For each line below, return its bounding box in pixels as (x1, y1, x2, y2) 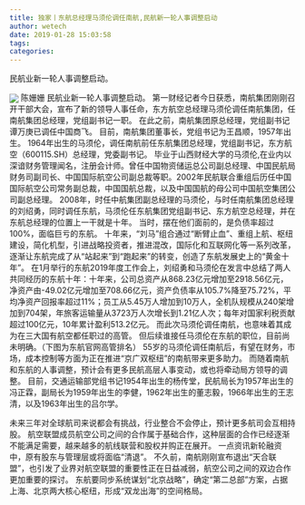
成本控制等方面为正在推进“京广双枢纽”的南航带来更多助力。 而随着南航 (25, 353, 290, 364)
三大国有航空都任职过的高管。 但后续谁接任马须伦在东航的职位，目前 (25, 330, 282, 341)
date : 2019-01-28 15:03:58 (9, 30, 112, 39)
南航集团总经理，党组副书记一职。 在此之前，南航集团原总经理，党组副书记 (9, 115, 290, 126)
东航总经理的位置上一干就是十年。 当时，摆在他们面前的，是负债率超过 (9, 217, 274, 228)
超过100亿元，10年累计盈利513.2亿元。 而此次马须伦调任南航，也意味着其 (9, 319, 284, 330)
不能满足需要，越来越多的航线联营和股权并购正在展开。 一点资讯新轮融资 (9, 441, 282, 452)
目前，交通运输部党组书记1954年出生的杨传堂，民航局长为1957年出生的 (26, 375, 294, 386)
